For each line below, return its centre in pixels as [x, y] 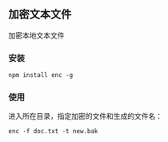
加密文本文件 [40, 14]
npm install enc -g [41, 75]
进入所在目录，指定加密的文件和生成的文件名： [85, 116]
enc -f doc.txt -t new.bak [53, 132]
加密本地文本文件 [36, 35]
